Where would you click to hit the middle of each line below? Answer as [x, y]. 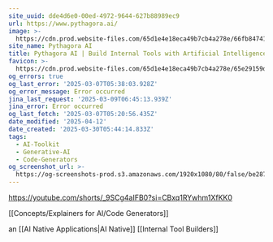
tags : [17, 136]
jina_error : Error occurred [56, 106]
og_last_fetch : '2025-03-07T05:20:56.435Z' [83, 115]
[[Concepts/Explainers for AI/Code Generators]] [89, 213]
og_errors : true [36, 76]
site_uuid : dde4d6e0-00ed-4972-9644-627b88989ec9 [94, 16]
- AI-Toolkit [38, 144]
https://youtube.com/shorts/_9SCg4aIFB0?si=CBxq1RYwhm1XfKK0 [121, 197]
